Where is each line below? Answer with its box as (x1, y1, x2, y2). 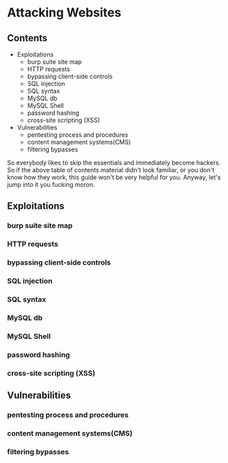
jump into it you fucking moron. (7, 181, 95, 188)
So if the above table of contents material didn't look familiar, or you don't (7, 166, 214, 174)
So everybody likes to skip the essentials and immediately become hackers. (7, 159, 221, 166)
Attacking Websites (7, 5, 122, 21)
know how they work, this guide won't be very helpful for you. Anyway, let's (7, 173, 221, 181)
